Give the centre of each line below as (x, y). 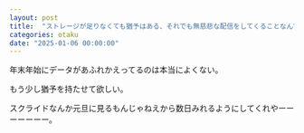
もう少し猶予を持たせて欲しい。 (69, 89)
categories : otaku (44, 34)
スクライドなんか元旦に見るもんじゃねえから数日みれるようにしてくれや (144, 109)
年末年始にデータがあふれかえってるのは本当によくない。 (116, 70)
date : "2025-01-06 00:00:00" (64, 43)
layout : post (34, 18)
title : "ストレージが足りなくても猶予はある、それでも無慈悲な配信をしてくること (145, 26)
